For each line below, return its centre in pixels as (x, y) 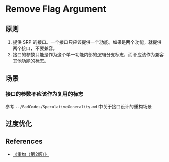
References (24, 141)
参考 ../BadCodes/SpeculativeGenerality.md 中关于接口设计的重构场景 (79, 106)
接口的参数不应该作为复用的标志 (44, 94)
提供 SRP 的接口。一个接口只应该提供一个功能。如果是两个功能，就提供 (87, 42)
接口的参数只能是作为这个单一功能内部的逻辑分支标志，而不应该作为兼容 (88, 55)
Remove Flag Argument (56, 9)
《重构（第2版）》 (31, 154)
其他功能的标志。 (30, 61)
